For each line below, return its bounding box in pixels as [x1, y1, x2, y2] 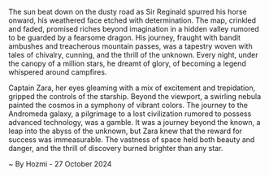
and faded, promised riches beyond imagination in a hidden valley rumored [8, 24, 260, 33]
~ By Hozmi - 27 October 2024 [8, 159, 112, 169]
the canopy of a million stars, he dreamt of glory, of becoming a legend [8, 58, 246, 68]
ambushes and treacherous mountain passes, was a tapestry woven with [8, 41, 254, 51]
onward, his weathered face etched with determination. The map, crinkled [8, 15, 256, 25]
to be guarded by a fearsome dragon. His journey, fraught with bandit [8, 32, 241, 42]
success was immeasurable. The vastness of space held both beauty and [8, 135, 255, 145]
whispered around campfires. [8, 67, 107, 76]
